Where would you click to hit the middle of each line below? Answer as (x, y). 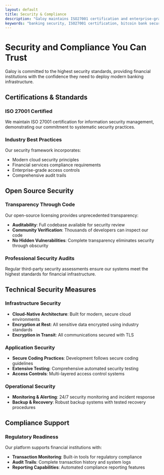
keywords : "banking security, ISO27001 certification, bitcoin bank (76, 23)
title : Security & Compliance (36, 14)
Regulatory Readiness (32, 437)
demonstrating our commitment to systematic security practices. (70, 127)
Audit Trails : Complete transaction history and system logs (72, 462)
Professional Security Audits (40, 258)
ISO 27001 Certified (29, 111)
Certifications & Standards (46, 97)
